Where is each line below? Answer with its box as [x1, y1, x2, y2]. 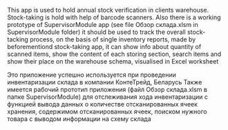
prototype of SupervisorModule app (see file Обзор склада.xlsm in [7, 21, 199, 28]
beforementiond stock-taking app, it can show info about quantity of [7, 43, 202, 50]
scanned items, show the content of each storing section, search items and [7, 50, 222, 58]
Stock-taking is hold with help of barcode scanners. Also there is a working [7, 13, 221, 21]
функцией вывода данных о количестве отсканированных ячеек [7, 100, 198, 108]
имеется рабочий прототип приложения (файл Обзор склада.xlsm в [7, 86, 207, 93]
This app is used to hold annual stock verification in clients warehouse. [7, 6, 209, 14]
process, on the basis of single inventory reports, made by [30, 35, 196, 44]
